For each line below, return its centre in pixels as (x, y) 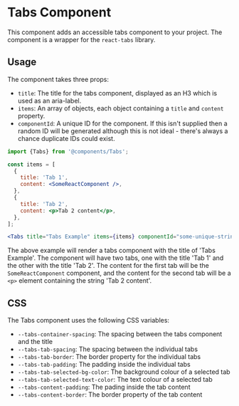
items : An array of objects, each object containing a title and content (121, 108)
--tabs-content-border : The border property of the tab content (110, 395)
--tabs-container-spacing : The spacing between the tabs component (120, 334)
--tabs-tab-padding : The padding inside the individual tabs (104, 365)
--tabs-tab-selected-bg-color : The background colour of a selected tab (124, 372)
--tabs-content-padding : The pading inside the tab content (104, 387)
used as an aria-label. (49, 100)
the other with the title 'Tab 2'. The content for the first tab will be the (108, 266)
